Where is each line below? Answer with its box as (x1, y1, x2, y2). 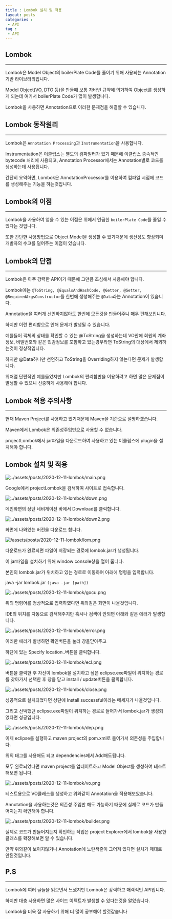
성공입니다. (18, 714, 41, 720)
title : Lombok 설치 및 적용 (5, 7, 62, 13)
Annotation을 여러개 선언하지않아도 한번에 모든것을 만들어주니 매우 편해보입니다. (5, 311, 166, 317)
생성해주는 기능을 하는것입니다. (10, 180, 73, 187)
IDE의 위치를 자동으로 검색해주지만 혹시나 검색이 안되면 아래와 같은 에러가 (5, 610, 152, 617)
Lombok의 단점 (5, 257, 52, 266)
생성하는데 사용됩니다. (5, 164, 50, 170)
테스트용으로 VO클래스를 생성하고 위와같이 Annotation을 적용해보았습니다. (5, 790, 154, 797)
